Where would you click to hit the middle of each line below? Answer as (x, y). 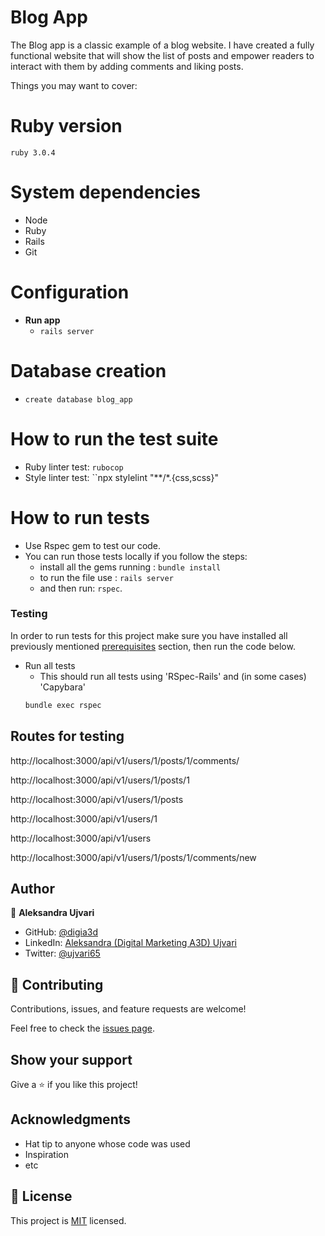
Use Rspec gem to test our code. (93, 545)
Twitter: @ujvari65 (62, 953)
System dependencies (105, 192)
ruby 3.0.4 (33, 152)
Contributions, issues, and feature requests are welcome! (128, 1009)
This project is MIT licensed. (68, 1220)
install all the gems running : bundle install (130, 567)
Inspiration (46, 1154)
